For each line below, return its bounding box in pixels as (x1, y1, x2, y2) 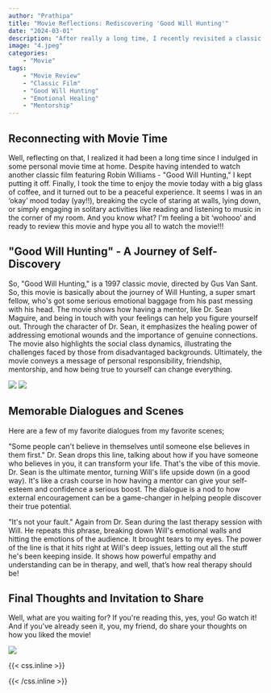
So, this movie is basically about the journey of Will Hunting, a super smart (8, 287, 256, 297)
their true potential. (8, 501, 72, 511)
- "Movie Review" (23, 72, 81, 80)
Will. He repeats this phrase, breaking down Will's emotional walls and (8, 525, 242, 535)
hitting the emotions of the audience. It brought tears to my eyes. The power (8, 533, 262, 544)
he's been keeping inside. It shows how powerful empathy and (8, 551, 216, 561)
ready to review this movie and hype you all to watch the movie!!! (8, 221, 224, 230)
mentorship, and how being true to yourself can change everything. (8, 364, 233, 374)
